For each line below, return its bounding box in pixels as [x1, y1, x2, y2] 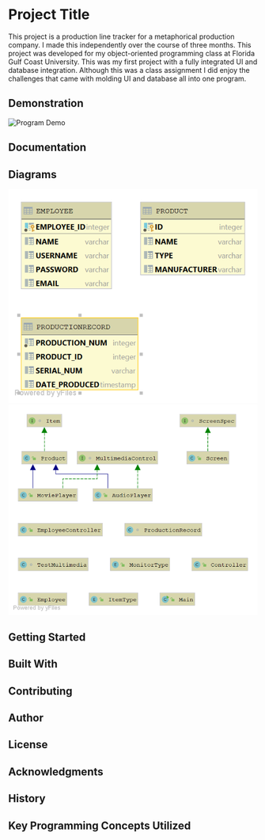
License [8, 738, 48, 751]
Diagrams [8, 168, 57, 181]
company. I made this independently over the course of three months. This [8, 40, 252, 49]
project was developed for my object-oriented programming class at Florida [8, 48, 256, 58]
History [8, 792, 46, 805]
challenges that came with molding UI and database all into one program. [8, 74, 247, 83]
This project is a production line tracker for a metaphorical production [8, 32, 235, 41]
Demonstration [8, 97, 85, 110]
